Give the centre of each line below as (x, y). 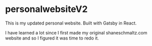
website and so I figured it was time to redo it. (52, 38)
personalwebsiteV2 (47, 9)
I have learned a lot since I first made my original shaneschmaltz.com (76, 32)
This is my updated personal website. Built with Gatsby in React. (71, 23)
